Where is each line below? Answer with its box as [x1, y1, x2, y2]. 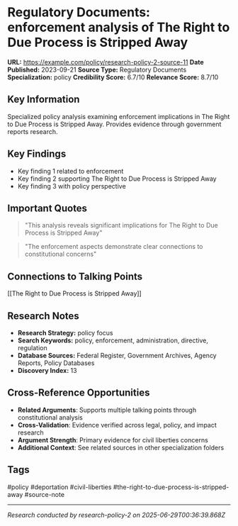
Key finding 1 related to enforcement [17, 167, 124, 175]
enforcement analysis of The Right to [7, 19, 230, 35]
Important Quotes [7, 202, 87, 214]
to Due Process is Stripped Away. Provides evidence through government [7, 120, 222, 128]
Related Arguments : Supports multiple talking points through [17, 405, 197, 414]
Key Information [7, 94, 80, 106]
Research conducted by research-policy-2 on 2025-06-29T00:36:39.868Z [7, 510, 226, 519]
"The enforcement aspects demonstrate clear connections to [24, 242, 203, 251]
